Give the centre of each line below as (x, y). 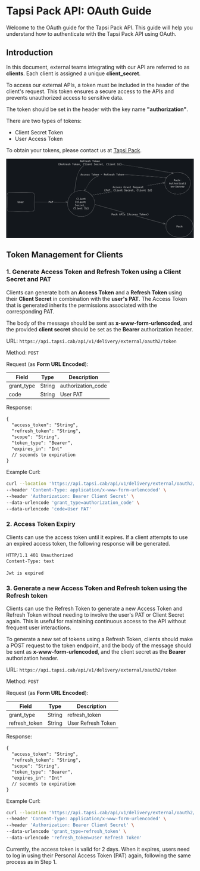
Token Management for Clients (65, 255)
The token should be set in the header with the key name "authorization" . (97, 109)
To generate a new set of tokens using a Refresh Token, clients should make (100, 639)
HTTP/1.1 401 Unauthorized (40, 555)
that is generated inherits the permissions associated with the (82, 305)
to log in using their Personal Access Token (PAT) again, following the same (99, 855)
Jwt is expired (25, 573)
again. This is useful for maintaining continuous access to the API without (96, 621)
